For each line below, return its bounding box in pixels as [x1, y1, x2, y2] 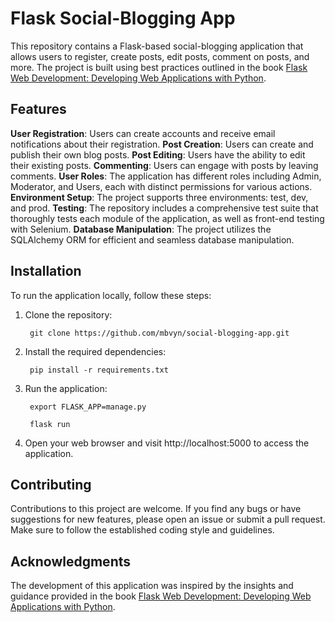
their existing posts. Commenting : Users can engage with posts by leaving [10, 159, 319, 171]
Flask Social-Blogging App [10, 7, 236, 30]
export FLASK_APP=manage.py [29, 402, 147, 412]
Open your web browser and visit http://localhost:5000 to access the [24, 437, 310, 449]
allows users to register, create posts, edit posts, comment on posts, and [10, 50, 310, 62]
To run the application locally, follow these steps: [10, 289, 212, 301]
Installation [10, 263, 82, 280]
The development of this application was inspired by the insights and [10, 580, 294, 592]
